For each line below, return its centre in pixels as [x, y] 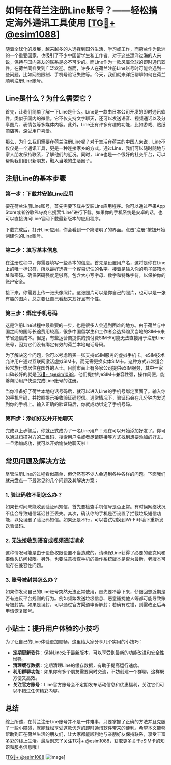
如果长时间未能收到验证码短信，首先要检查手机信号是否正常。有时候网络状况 [85, 507]
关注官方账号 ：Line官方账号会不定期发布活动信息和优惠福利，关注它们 [86, 684]
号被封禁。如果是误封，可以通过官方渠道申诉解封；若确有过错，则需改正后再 [85, 605]
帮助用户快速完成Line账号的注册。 [45, 381]
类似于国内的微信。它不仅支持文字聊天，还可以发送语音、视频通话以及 [88, 118]
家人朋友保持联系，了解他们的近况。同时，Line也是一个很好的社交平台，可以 [85, 154]
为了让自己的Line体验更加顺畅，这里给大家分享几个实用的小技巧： [74, 641]
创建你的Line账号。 [25, 236]
